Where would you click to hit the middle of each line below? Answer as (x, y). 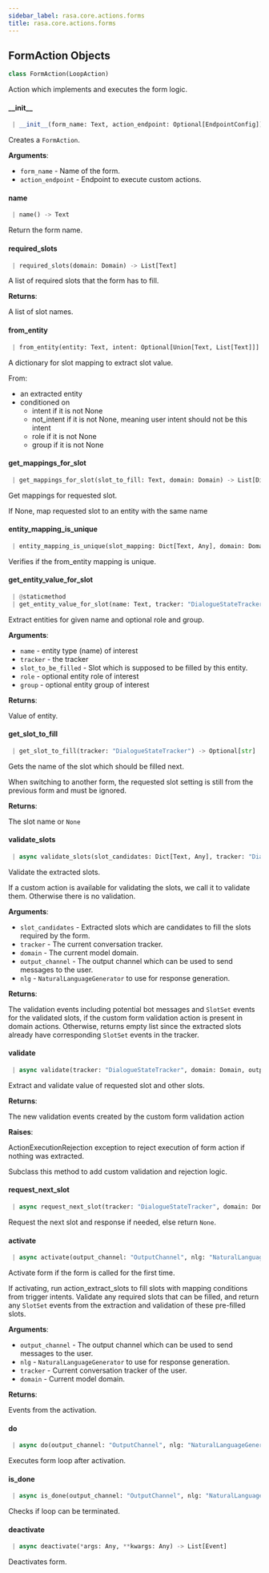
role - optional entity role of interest (79, 676)
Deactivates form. (38, 1562)
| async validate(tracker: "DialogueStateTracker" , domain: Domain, (128, 1070)
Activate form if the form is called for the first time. (92, 1273)
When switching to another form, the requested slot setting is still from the (131, 781)
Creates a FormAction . (44, 140)
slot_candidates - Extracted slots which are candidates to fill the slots (135, 927)
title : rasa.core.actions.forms (62, 23)
